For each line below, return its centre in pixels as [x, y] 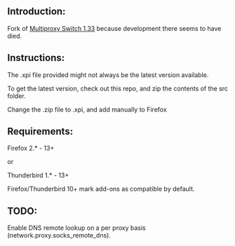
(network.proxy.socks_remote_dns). [59, 235]
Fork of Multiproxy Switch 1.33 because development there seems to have [114, 28]
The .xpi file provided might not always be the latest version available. [108, 75]
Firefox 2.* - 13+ [31, 148]
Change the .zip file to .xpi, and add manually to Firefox [87, 109]
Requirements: [40, 131]
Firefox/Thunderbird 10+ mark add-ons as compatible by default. [101, 189]
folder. [16, 96]
